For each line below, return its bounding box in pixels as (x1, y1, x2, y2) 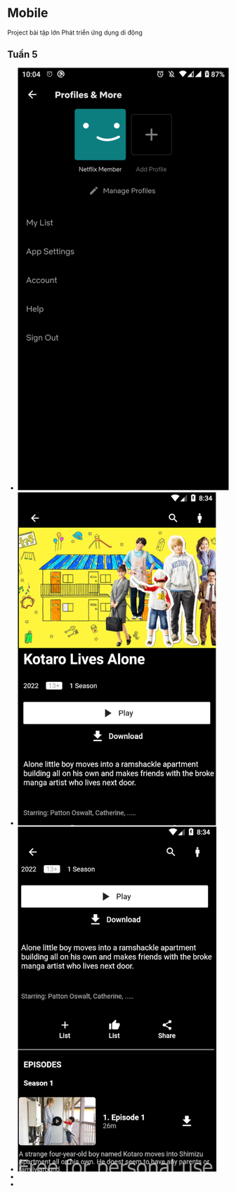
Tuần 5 (7, 49, 38, 61)
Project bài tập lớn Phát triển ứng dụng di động (7, 28, 143, 37)
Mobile (7, 5, 48, 21)
